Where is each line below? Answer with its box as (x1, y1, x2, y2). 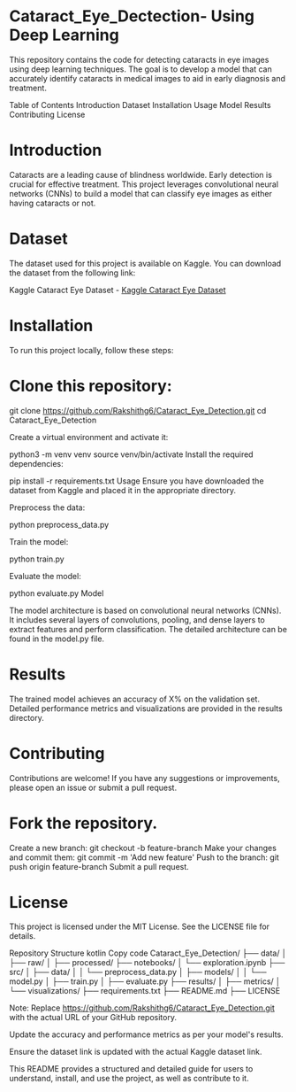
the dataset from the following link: (9, 267, 136, 278)
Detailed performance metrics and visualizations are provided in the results (9, 702, 283, 714)
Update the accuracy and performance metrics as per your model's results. (9, 1029, 285, 1040)
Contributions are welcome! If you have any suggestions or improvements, (9, 772, 280, 783)
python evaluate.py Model (9, 587, 104, 599)
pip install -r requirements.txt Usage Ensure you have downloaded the (9, 476, 264, 486)
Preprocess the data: (9, 502, 86, 513)
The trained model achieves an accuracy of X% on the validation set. (9, 693, 261, 704)
